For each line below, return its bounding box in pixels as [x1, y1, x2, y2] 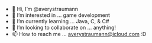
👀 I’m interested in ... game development [11, 12, 111, 19]
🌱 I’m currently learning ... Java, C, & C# [11, 18, 109, 24]
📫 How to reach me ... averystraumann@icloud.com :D [11, 31, 147, 37]
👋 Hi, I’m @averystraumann [11, 6, 79, 12]
